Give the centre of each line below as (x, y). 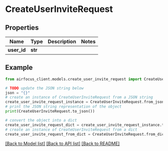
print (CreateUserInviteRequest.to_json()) (50, 111)
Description (62, 42)
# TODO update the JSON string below (44, 88)
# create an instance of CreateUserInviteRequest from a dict (71, 130)
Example (19, 68)
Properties (22, 28)
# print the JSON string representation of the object (63, 107)
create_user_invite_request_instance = (47, 102)
